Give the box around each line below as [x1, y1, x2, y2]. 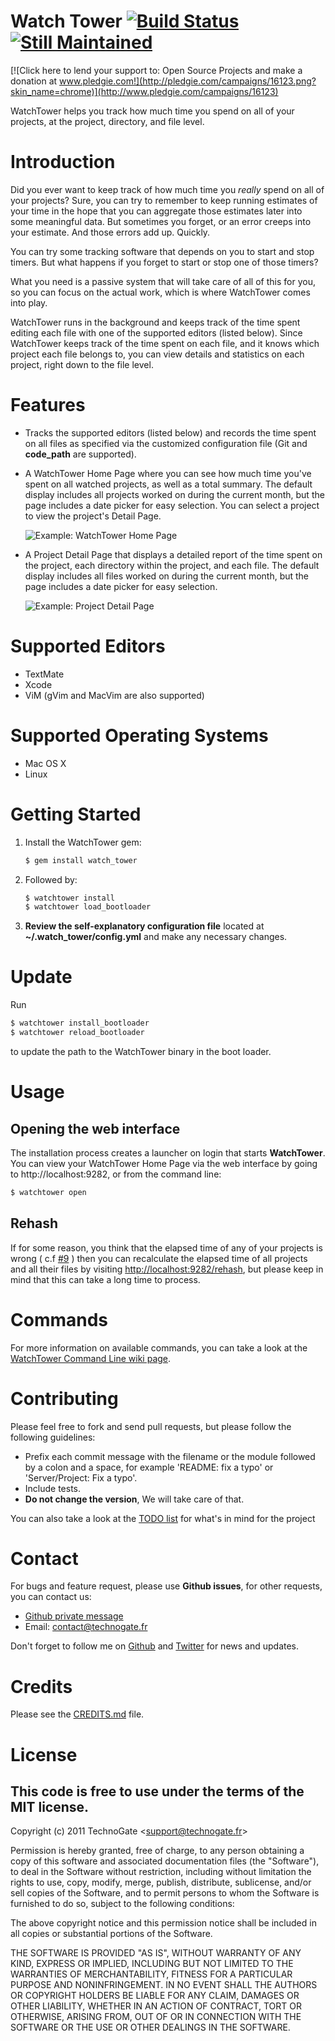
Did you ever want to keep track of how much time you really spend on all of [10, 183, 325, 195]
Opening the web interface [10, 1120, 181, 1137]
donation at [10, 75, 58, 87]
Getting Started [10, 803, 142, 825]
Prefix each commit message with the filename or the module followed [24, 1450, 316, 1462]
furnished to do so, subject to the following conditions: [10, 1898, 235, 1910]
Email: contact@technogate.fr [24, 1621, 148, 1633]
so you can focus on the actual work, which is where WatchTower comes [10, 286, 311, 298]
